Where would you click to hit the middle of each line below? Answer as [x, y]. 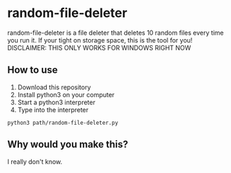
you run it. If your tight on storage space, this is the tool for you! [100, 40]
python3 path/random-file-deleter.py [63, 123]
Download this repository [54, 87]
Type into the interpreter [53, 110]
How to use [32, 70]
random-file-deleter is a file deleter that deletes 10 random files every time [115, 33]
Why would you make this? [68, 144]
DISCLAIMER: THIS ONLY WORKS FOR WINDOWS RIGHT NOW [99, 48]
